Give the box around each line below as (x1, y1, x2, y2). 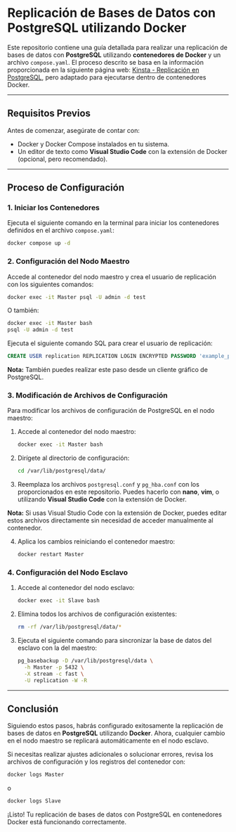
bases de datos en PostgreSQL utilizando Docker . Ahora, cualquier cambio (7, 729, 225, 738)
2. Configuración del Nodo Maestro (7, 257, 130, 267)
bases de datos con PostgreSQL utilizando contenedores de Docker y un (7, 51, 221, 59)
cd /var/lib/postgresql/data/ (17, 468, 107, 475)
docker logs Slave (7, 798, 61, 805)
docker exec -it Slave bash (17, 597, 100, 604)
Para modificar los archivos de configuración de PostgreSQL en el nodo (7, 407, 215, 415)
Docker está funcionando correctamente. (7, 818, 126, 826)
